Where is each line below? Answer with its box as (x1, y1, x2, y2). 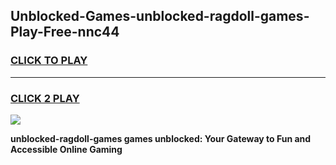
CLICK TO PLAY (10, 54, 88, 68)
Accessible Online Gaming (10, 143, 123, 155)
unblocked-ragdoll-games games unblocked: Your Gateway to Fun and (10, 132, 312, 144)
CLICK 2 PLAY (10, 91, 80, 105)
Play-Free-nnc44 (10, 24, 120, 41)
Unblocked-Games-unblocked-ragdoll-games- (10, 8, 310, 25)
